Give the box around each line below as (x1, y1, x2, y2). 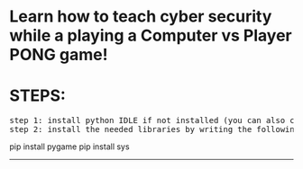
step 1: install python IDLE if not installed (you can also (9, 115, 286, 126)
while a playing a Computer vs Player (9, 25, 292, 46)
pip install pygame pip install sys (9, 141, 130, 152)
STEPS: (9, 85, 66, 106)
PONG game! (9, 45, 108, 65)
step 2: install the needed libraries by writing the (9, 124, 252, 135)
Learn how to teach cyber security (9, 6, 272, 27)
